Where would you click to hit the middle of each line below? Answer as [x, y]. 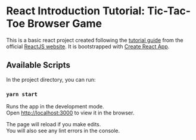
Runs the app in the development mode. [55, 107]
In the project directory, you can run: [51, 79]
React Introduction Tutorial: [76, 11]
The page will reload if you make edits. [54, 125]
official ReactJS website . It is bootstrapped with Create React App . [88, 46]
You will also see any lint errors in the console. [63, 131]
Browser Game [65, 24]
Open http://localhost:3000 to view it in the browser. [70, 113]
